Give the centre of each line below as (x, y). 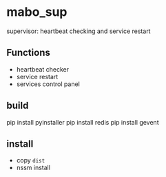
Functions (29, 53)
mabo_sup (37, 12)
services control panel (48, 84)
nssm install (33, 168)
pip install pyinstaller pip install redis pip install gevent (83, 122)
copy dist (31, 160)
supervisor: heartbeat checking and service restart (79, 31)
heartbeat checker (43, 69)
